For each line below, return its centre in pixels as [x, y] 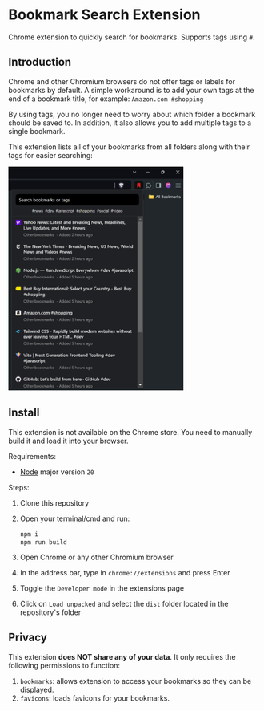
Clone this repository [54, 502]
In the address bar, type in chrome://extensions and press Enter [125, 572]
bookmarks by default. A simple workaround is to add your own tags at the [131, 90]
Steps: [19, 487]
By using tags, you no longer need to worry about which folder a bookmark [132, 114]
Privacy [28, 638]
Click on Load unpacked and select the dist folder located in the [124, 603]
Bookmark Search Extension [105, 15]
